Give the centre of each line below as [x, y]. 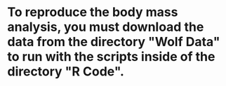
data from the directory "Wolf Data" [114, 42]
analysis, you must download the [106, 27]
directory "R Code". [66, 72]
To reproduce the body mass [93, 12]
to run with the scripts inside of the [111, 57]
